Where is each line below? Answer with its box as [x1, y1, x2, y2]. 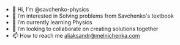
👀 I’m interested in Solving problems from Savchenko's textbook [12, 12, 174, 19]
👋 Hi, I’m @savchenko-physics [12, 6, 89, 13]
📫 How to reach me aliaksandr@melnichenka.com [12, 32, 140, 39]
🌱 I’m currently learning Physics [12, 19, 92, 26]
